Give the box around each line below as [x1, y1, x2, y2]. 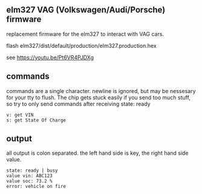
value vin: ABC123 [6, 173, 53, 179]
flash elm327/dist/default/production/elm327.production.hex [6, 42, 157, 49]
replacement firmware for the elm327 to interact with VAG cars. [6, 30, 165, 37]
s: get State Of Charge [6, 117, 67, 123]
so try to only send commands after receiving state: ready [6, 100, 151, 108]
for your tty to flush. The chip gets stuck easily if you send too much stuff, [6, 94, 191, 101]
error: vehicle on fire [6, 184, 67, 190]
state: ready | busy [6, 167, 59, 174]
